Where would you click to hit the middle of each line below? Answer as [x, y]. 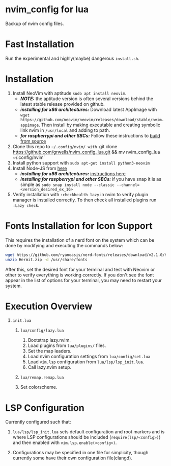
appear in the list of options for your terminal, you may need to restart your [83, 280]
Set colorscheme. [39, 387]
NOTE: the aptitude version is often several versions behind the [87, 99]
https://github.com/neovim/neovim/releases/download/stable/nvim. [92, 120]
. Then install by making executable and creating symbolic [99, 125]
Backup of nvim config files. [35, 24]
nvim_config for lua [47, 9]
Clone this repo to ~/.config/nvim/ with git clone [65, 146]
